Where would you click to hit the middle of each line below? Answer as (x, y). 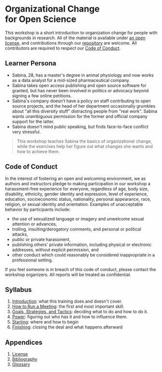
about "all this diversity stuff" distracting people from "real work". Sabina (84, 111)
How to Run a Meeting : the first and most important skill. (68, 307)
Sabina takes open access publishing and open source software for (79, 85)
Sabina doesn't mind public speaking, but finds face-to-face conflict (80, 127)
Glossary (21, 364)
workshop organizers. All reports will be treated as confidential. (68, 275)
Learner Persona (31, 63)
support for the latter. (33, 121)
